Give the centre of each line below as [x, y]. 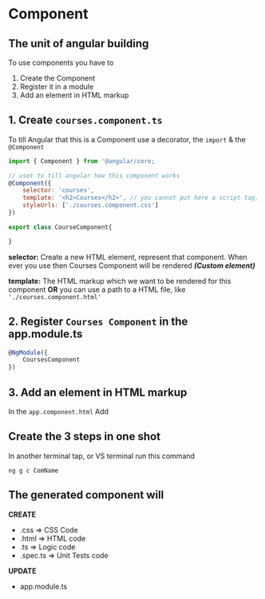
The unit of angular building [79, 44]
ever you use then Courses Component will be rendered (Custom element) [132, 266]
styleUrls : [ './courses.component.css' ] [91, 206]
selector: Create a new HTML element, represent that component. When [128, 257]
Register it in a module [57, 86]
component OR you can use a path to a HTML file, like [97, 290]
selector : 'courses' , [58, 190]
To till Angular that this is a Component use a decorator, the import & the [127, 139]
